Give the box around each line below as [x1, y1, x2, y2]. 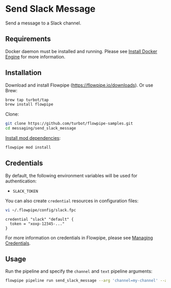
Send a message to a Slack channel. [5, 20, 81, 26]
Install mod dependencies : [5, 135, 61, 141]
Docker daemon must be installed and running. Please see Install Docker [5, 48, 158, 54]
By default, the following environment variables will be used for [5, 172, 137, 178]
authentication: [5, 178, 37, 184]
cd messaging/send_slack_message [5, 126, 76, 131]
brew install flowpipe [5, 102, 53, 107]
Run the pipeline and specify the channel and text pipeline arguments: [5, 268, 153, 274]
